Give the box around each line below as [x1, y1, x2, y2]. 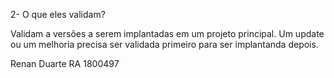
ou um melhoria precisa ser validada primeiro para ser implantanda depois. [10, 39, 319, 50]
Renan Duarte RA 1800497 [10, 58, 120, 69]
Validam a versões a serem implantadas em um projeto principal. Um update [10, 28, 325, 39]
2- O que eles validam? [10, 9, 106, 20]
